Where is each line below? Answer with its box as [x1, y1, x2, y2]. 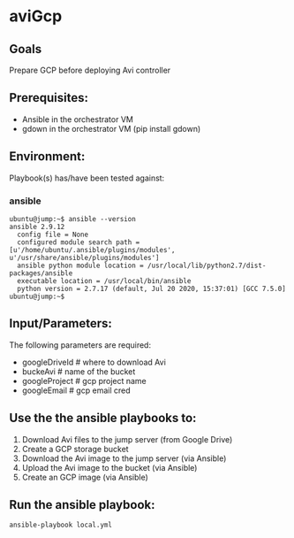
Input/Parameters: [9, 316, 113, 331]
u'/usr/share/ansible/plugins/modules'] [9, 253, 161, 262]
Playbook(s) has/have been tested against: [9, 173, 165, 183]
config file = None [17, 230, 89, 239]
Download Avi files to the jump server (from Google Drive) [21, 434, 233, 444]
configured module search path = [17, 237, 140, 247]
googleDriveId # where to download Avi [21, 357, 166, 367]
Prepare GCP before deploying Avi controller [9, 65, 171, 75]
